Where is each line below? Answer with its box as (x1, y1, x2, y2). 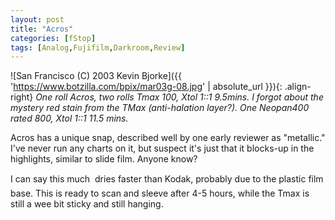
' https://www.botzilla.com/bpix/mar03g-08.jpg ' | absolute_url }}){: (10, 81, 283, 93)
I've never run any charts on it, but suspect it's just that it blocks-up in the (10, 142, 315, 155)
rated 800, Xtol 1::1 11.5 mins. (10, 112, 129, 125)
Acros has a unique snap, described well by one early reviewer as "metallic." (10, 132, 326, 144)
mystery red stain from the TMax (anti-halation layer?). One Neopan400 (10, 102, 310, 114)
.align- (284, 81, 312, 93)
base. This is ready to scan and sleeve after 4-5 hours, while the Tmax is (10, 187, 310, 200)
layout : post (10, 14, 65, 25)
